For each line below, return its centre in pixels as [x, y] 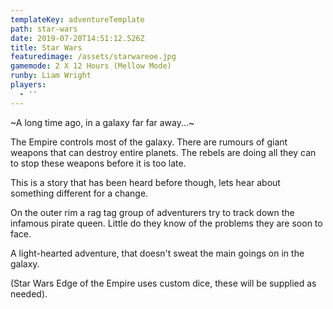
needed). [29, 293]
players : [28, 85]
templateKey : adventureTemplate [77, 19]
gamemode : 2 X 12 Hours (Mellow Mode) [91, 66]
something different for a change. [79, 193]
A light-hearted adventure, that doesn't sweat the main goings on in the [157, 253]
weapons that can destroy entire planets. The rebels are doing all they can [163, 152]
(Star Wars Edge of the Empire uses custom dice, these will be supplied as [163, 283]
